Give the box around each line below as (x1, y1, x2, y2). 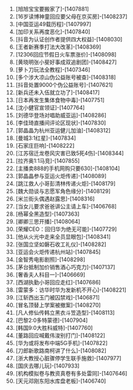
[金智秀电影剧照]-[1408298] (15, 256, 85, 263)
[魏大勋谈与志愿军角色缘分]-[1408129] (15, 188, 111, 194)
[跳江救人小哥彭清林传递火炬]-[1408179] (15, 180, 116, 187)
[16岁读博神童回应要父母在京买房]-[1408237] (15, 13, 128, 20)
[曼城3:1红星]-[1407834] (15, 134, 76, 142)
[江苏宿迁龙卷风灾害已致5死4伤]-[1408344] (15, 149, 124, 157)
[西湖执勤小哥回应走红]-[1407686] (15, 279, 101, 286)
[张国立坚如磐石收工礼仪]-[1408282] (15, 241, 106, 248)
